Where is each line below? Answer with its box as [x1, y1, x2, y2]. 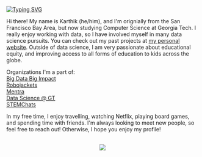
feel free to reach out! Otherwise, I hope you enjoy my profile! [6, 126, 161, 133]
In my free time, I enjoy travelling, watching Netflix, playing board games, [6, 113, 190, 120]
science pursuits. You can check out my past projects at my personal [6, 37, 180, 44]
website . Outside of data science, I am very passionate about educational [6, 43, 191, 51]
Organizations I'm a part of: [6, 68, 75, 76]
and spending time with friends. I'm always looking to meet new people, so [6, 119, 195, 126]
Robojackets [6, 81, 38, 89]
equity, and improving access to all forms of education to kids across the [6, 50, 189, 57]
